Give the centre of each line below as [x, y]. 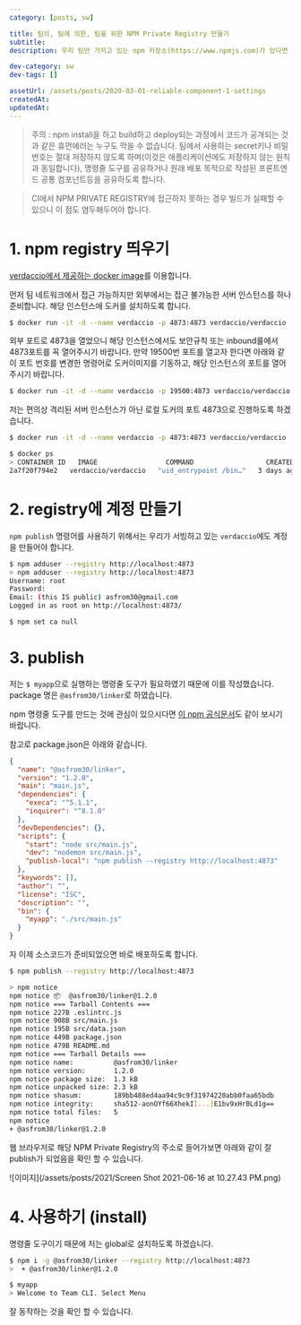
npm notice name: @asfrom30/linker [94, 1063]
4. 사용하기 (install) [78, 1217]
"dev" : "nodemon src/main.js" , [84, 853]
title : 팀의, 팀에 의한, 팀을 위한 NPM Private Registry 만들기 [120, 34]
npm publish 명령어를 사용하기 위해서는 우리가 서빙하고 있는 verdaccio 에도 [140, 536]
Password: [28, 589]
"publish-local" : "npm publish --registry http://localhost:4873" [152, 861]
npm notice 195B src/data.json [68, 1029]
